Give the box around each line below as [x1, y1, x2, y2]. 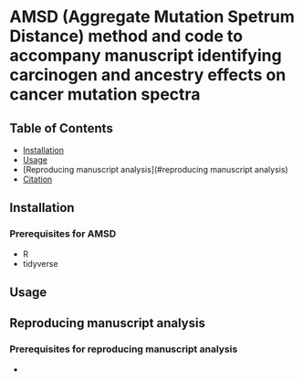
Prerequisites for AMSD [9, 228, 117, 240]
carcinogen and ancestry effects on [9, 65, 287, 86]
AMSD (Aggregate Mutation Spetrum [9, 6, 295, 27]
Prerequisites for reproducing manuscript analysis [9, 343, 238, 355]
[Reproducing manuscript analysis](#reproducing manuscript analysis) [22, 164, 289, 175]
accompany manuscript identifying [9, 46, 282, 66]
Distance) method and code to [9, 26, 244, 47]
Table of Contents [9, 121, 114, 136]
